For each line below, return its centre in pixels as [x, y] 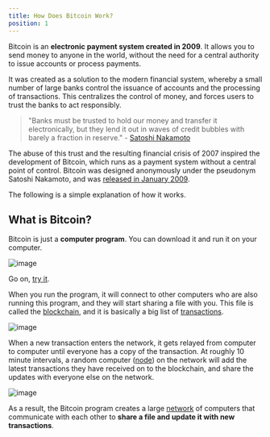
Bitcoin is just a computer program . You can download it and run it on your [133, 239]
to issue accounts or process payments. [75, 63]
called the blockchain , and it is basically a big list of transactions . [116, 312]
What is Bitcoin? [50, 220]
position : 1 [28, 23]
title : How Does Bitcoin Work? [61, 16]
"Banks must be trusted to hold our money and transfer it [123, 120]
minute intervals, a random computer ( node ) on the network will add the [128, 360]
